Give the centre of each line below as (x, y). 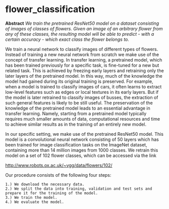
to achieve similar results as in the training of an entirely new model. (76, 124)
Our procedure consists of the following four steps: (58, 175)
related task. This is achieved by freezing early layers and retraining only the (84, 70)
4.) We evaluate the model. (35, 202)
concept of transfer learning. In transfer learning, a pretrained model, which (84, 60)
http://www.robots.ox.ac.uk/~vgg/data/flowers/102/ (59, 165)
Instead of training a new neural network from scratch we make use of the (82, 55)
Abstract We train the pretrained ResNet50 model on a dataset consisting (82, 23)
